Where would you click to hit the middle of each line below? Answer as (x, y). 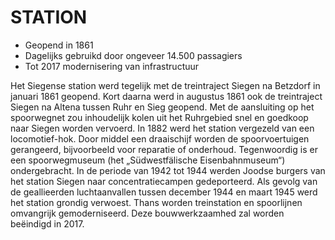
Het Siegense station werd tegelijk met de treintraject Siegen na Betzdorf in (165, 85)
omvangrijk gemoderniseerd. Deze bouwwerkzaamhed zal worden (147, 213)
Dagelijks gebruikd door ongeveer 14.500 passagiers (133, 55)
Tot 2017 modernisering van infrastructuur (112, 66)
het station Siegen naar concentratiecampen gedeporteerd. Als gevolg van (164, 181)
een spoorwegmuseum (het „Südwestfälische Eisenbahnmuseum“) (148, 160)
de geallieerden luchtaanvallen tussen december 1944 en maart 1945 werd (164, 192)
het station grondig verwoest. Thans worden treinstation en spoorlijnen (156, 202)
